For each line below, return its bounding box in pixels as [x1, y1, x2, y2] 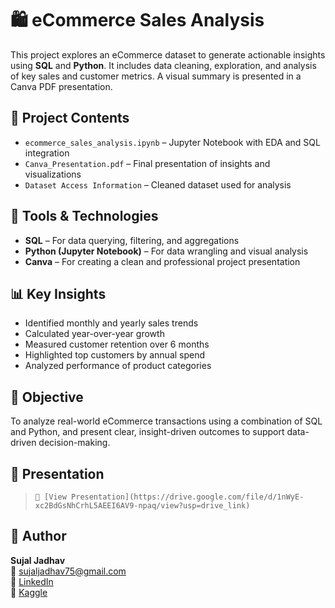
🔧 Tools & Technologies [10, 208, 159, 225]
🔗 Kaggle [10, 586, 48, 598]
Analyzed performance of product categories [24, 360, 212, 372]
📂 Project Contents [10, 110, 130, 127]
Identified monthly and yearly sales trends [24, 317, 199, 329]
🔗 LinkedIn [10, 575, 54, 587]
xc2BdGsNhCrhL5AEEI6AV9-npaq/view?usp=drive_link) [34, 501, 251, 511]
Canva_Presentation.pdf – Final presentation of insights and [24, 157, 271, 169]
